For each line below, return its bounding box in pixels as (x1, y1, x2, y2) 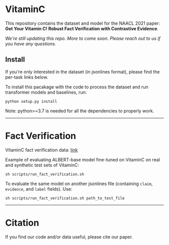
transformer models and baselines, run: (5, 89, 87, 95)
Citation (5, 217, 39, 228)
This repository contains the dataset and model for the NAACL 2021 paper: (5, 20, 160, 26)
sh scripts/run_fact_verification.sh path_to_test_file (5, 196, 125, 201)
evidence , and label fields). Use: (5, 186, 72, 192)
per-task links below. (5, 74, 49, 80)
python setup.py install (5, 99, 57, 104)
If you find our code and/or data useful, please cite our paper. (5, 233, 133, 240)
